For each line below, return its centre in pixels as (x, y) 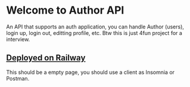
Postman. (18, 78)
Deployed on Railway (46, 58)
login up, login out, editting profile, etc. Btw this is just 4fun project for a (94, 33)
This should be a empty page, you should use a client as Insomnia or (90, 72)
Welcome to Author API (65, 10)
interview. (18, 39)
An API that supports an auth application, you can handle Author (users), (95, 27)
